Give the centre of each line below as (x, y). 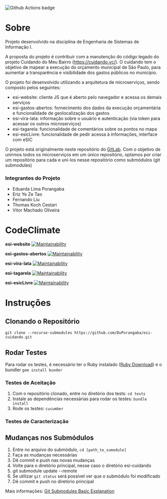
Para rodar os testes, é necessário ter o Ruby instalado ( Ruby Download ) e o (83, 364)
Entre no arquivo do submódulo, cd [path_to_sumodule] (69, 450)
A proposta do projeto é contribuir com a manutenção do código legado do (82, 56)
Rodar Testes (26, 353)
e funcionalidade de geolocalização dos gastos (61, 113)
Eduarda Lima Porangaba (38, 189)
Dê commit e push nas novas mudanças (53, 460)
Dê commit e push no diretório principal (53, 482)
